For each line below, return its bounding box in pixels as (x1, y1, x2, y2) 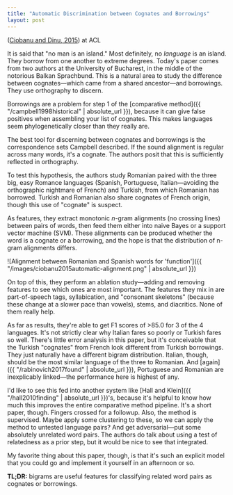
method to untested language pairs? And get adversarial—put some (7, 423, 202, 431)
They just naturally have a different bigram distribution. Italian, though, (7, 350, 209, 359)
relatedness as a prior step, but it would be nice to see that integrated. (7, 437, 209, 446)
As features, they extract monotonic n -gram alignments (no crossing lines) (7, 213, 221, 222)
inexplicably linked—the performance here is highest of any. (7, 373, 179, 381)
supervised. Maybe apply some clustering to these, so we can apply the (7, 415, 214, 424)
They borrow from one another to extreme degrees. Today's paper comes (7, 56, 219, 65)
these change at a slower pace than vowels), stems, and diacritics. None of (7, 300, 223, 308)
